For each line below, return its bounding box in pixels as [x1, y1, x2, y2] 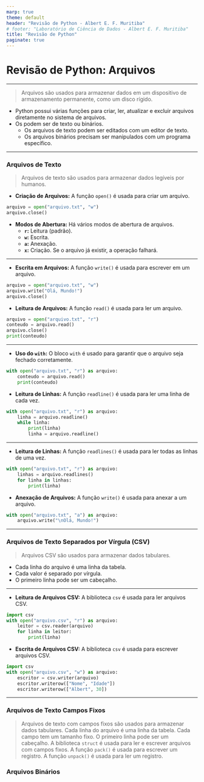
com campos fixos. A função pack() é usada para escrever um [21, 746, 178, 753]
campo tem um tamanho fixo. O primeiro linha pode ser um [21, 733, 169, 740]
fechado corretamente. [15, 356, 73, 364]
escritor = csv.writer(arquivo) [17, 675, 99, 681]
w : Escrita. [24, 233, 50, 240]
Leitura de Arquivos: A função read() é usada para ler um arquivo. [15, 304, 183, 311]
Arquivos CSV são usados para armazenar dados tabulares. [21, 551, 171, 559]
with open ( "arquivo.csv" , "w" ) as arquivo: [6, 669, 118, 675]
